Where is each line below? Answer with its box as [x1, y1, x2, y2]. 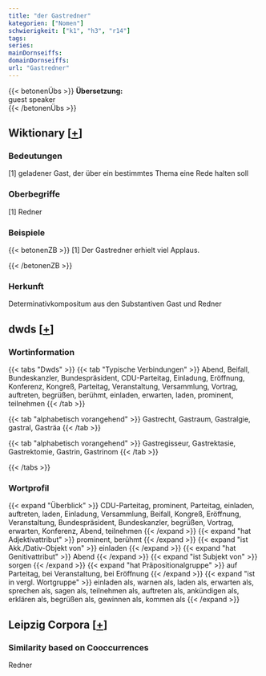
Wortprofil [8, 483, 50, 494]
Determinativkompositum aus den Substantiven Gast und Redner [8, 299, 222, 309]
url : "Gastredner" [8, 64, 70, 72]
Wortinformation [8, 346, 75, 357]
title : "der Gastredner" [8, 11, 91, 20]
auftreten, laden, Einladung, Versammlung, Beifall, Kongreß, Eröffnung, [8, 509, 242, 519]
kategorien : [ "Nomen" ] [8, 19, 84, 27]
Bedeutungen [8, 150, 62, 161]
